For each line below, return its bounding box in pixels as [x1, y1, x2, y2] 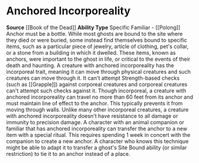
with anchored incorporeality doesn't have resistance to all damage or [6, 112, 178, 120]
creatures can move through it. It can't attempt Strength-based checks [6, 74, 180, 81]
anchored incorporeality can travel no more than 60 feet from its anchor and [6, 93, 194, 101]
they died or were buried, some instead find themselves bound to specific [6, 36, 188, 43]
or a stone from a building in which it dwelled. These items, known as [6, 49, 176, 56]
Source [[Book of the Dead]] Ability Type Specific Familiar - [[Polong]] [6, 24, 181, 31]
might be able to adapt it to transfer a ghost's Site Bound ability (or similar [6, 144, 187, 151]
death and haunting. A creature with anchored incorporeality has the [6, 61, 175, 69]
